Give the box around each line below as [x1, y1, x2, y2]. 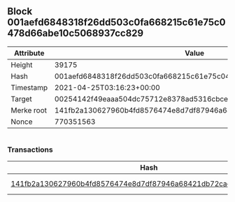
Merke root [10, 105, 48, 115]
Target [10, 94, 33, 103]
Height [10, 59, 33, 69]
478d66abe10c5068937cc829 [7, 27, 144, 39]
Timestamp [10, 82, 48, 92]
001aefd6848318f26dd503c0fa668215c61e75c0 [7, 17, 226, 29]
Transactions [7, 145, 54, 154]
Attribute [13, 48, 45, 58]
